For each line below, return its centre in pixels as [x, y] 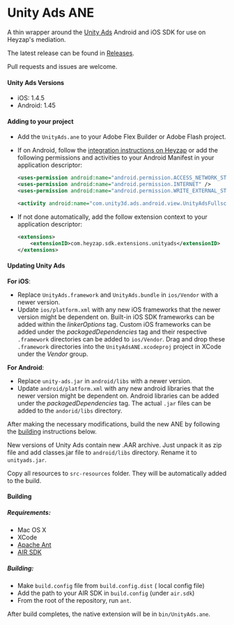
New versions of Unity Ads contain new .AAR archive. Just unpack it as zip [115, 445]
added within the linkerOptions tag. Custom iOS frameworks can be [114, 324]
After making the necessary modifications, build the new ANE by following [114, 424]
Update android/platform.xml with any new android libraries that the [116, 388]
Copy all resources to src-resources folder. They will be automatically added [117, 473]
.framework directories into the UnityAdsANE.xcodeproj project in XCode [119, 346]
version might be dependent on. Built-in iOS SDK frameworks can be [116, 317]
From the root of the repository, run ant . [74, 601]
